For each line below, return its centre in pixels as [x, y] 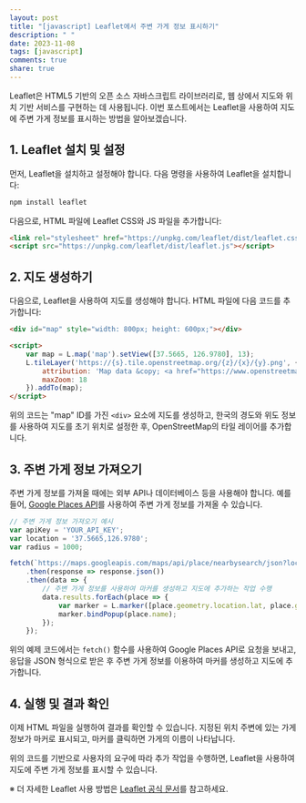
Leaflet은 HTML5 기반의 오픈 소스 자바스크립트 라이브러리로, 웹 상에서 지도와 [147, 96]
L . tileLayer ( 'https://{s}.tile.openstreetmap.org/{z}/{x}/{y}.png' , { [163, 362]
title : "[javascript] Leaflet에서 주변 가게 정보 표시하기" [114, 26]
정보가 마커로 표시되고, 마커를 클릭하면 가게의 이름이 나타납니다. [122, 739]
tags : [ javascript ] [46, 52]
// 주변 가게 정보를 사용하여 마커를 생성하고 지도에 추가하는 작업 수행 [157, 589]
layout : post [34, 18]
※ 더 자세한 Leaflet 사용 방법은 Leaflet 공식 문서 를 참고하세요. [119, 789]
